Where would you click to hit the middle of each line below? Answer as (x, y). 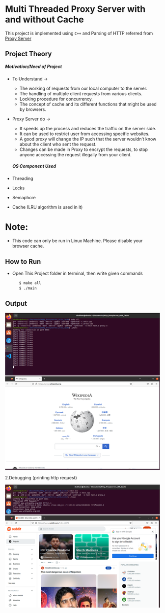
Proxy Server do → (31, 119)
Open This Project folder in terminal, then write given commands (78, 273)
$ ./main (28, 288)
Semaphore (24, 198)
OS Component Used (34, 166)
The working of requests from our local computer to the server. (83, 89)
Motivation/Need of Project (34, 66)
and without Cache (45, 19)
